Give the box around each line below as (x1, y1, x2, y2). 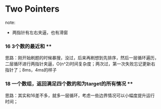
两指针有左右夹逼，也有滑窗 (12, 29, 68, 35)
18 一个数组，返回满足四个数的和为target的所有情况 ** (5, 80, 133, 87)
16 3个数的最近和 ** (5, 43, 52, 50)
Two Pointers (5, 3, 60, 15)
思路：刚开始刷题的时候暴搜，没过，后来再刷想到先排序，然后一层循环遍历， (5, 55, 159, 61)
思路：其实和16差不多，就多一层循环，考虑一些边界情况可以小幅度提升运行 (5, 92, 155, 98)
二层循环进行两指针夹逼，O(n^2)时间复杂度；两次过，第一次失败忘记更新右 (5, 61, 156, 67)
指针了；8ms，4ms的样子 (5, 67, 57, 73)
